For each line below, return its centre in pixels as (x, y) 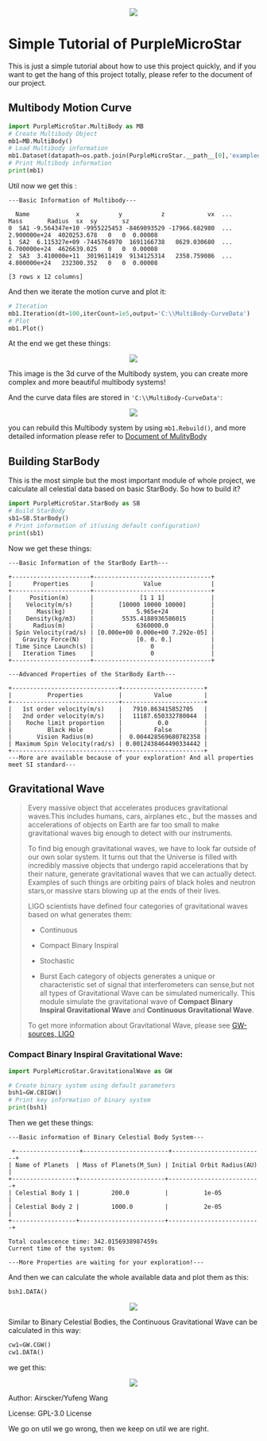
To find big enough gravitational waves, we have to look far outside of (142, 849)
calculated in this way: (45, 1330)
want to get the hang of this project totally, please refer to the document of (130, 74)
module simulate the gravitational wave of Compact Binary (136, 1001)
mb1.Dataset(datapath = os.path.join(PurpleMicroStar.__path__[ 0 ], (118, 156)
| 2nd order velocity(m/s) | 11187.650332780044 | (108, 716)
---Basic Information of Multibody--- (72, 200)
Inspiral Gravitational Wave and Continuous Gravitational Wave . (147, 1010)
